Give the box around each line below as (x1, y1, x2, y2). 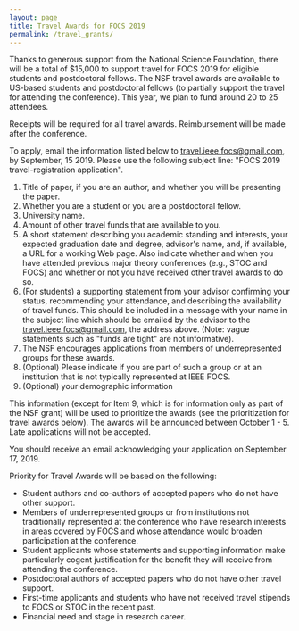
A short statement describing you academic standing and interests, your (21, 229, 288, 240)
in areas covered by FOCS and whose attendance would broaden (21, 526, 262, 536)
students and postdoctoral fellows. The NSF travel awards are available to (9, 73, 281, 84)
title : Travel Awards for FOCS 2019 (9, 21, 145, 30)
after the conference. (9, 129, 87, 139)
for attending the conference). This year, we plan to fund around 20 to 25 (9, 92, 278, 103)
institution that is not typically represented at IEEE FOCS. (21, 371, 231, 382)
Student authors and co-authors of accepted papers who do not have (21, 488, 278, 499)
